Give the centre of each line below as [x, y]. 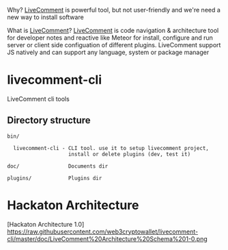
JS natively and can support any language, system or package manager [108, 52]
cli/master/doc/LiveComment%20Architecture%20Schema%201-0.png [108, 238]
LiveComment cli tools [38, 99]
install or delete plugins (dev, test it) [129, 154]
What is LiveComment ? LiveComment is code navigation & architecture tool [113, 30]
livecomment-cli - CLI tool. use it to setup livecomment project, [111, 148]
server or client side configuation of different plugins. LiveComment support [114, 45]
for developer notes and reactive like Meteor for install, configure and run [110, 38]
